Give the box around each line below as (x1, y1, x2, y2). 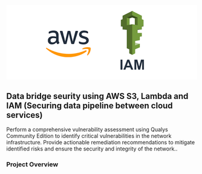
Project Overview (6, 160, 59, 169)
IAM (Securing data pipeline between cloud (6, 100, 174, 111)
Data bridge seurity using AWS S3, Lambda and (6, 91, 189, 101)
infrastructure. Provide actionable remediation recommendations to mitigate (6, 139, 195, 146)
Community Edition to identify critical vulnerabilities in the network (6, 132, 172, 140)
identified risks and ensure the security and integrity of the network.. (6, 145, 178, 152)
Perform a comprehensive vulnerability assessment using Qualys (6, 126, 168, 134)
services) (6, 110, 43, 120)
